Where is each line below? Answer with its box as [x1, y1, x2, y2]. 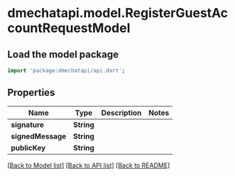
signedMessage [11, 131, 67, 141]
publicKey [11, 143, 46, 153]
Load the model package [7, 48, 119, 60]
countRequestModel [7, 20, 131, 36]
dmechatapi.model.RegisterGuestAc [7, 5, 229, 21]
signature [11, 119, 45, 129]
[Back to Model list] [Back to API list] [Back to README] [7, 161, 170, 170]
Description [101, 108, 142, 118]
